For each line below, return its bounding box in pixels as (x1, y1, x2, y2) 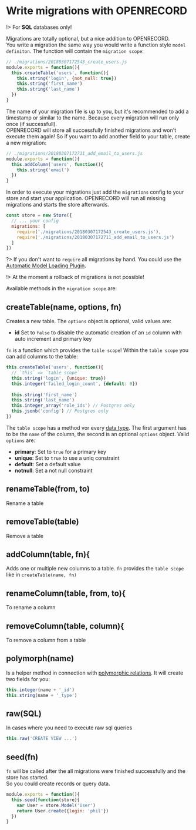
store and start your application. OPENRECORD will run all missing (6, 195, 166, 202)
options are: (6, 437, 36, 444)
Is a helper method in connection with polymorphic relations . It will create (6, 669, 184, 676)
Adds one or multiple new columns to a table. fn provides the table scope (6, 565, 184, 572)
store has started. (6, 774, 49, 781)
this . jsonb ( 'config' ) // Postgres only (11, 408, 109, 414)
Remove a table (6, 532, 44, 539)
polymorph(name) (6, 653, 75, 663)
